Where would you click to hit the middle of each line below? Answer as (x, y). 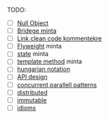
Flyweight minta (39, 46)
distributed (32, 92)
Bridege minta (36, 31)
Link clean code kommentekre (59, 39)
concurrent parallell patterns (57, 85)
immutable (32, 100)
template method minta (49, 61)
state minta (33, 54)
